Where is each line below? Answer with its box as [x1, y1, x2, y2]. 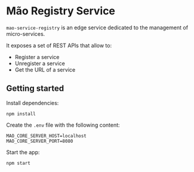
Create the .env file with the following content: [6, 121, 121, 128]
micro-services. [6, 30, 45, 37]
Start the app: [6, 148, 40, 156]
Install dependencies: [6, 99, 59, 106]
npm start [6, 160, 31, 166]
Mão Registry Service [6, 4, 115, 18]
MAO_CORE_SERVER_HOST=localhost [6, 133, 87, 139]
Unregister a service [14, 60, 66, 67]
